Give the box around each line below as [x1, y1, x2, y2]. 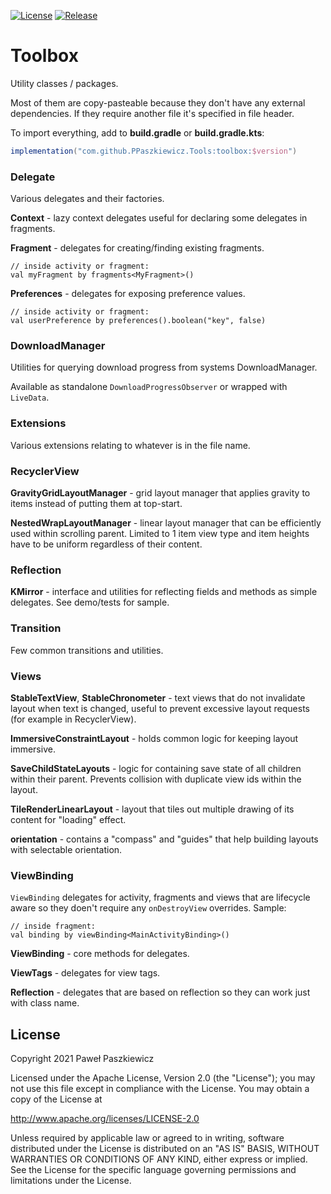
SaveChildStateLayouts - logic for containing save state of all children [10, 762, 302, 774]
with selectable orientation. [10, 843, 123, 855]
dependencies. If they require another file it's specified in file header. [10, 107, 295, 119]
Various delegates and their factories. [10, 193, 165, 205]
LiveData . [10, 391, 50, 404]
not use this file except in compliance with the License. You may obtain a [10, 1083, 310, 1094]
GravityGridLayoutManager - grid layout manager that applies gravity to [10, 487, 311, 499]
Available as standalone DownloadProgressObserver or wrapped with [10, 381, 288, 393]
